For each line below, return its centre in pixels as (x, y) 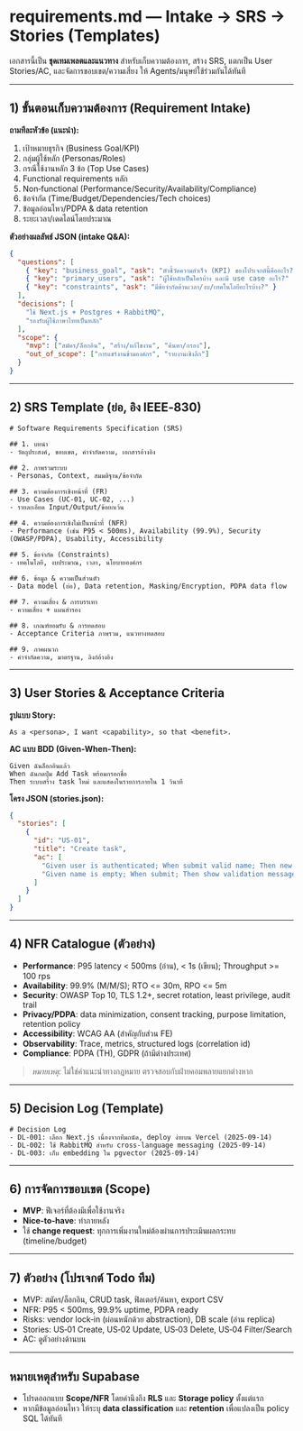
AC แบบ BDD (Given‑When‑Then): (73, 748)
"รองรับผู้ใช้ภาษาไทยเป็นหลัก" (64, 321)
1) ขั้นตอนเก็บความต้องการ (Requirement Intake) (130, 109)
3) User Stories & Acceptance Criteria (117, 693)
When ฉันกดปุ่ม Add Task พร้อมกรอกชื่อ (69, 774)
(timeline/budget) (55, 1241)
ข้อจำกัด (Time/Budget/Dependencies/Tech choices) (117, 198)
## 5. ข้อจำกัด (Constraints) (60, 555)
